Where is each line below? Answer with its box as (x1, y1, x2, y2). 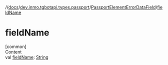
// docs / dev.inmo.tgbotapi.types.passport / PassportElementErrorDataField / (5, 4, 157, 10)
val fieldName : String (5, 54, 48, 60)
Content (5, 48, 22, 54)
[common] (5, 43, 26, 49)
